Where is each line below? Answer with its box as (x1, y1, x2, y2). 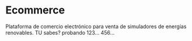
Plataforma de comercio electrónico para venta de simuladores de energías (5, 23, 187, 30)
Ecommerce (5, 4, 65, 17)
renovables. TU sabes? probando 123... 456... (5, 29, 115, 36)
